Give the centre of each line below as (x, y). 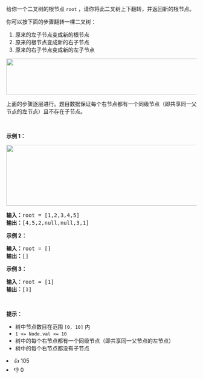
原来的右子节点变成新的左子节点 (55, 50)
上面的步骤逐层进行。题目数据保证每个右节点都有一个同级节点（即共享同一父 (101, 104)
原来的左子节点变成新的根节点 (52, 35)
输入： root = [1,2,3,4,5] (43, 215)
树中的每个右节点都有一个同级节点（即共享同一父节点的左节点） (94, 341)
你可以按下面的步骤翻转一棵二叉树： (51, 22)
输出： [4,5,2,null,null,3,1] (48, 223)
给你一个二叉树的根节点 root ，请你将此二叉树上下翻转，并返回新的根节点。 (101, 9)
